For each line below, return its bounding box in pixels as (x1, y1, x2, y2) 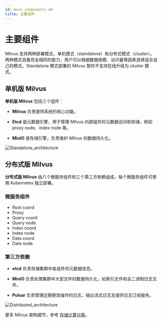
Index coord (12, 225, 36, 231)
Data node (12, 241, 33, 246)
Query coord (12, 215, 38, 221)
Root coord (12, 204, 35, 211)
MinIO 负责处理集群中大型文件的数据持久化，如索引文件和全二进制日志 (12, 276, 153, 281)
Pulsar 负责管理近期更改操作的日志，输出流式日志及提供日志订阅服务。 (12, 292, 154, 298)
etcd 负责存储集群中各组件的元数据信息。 (12, 265, 95, 271)
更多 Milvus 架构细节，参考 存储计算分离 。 (5, 312, 89, 318)
